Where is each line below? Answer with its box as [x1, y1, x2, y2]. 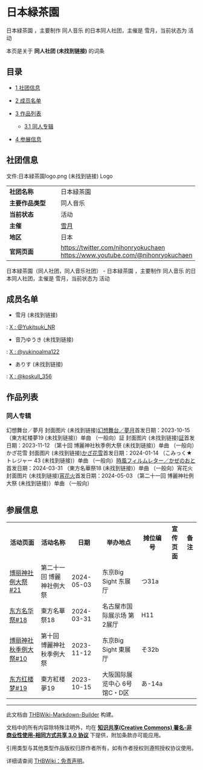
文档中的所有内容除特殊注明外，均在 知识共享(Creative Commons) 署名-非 [6, 723, 192, 731]
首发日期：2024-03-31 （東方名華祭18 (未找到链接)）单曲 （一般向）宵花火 [6, 465, 193, 472]
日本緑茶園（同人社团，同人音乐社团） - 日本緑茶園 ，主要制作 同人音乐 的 [6, 267, 192, 274]
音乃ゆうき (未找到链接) [14, 336, 74, 343]
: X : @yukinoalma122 [6, 348, 60, 356]
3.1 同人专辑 [24, 123, 54, 130]
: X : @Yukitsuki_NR [6, 323, 56, 331]
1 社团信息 [14, 84, 40, 91]
